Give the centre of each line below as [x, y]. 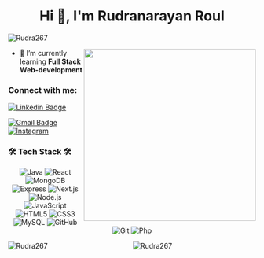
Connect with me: [43, 90]
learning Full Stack [50, 61]
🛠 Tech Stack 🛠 [40, 152]
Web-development [51, 69]
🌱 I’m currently [43, 53]
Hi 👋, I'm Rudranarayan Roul [132, 16]
